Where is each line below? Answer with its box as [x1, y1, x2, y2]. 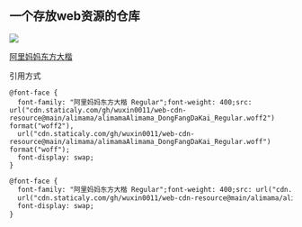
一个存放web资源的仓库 [9, 8, 141, 24]
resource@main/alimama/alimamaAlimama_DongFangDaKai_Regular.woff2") [9, 113, 276, 123]
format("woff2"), [9, 121, 75, 131]
